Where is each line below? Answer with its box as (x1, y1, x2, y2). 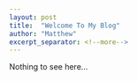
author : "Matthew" (9, 29, 77, 38)
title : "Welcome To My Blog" (9, 21, 121, 30)
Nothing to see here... (9, 62, 88, 72)
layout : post (9, 12, 57, 22)
